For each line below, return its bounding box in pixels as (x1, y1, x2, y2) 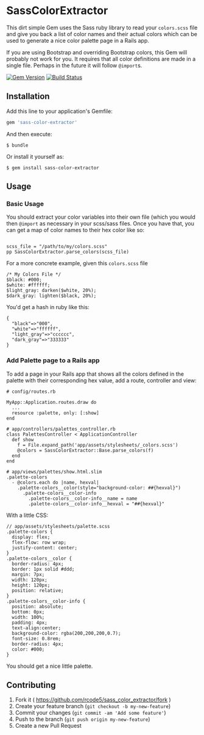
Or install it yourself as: (6, 153, 64, 160)
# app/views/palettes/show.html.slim (6, 469, 102, 475)
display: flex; (12, 534, 51, 540)
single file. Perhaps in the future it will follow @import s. (6, 62, 142, 69)
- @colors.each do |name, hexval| (12, 479, 99, 486)
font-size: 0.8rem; (12, 635, 62, 642)
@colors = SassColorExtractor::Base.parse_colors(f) (17, 447, 154, 453)
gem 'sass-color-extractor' (6, 119, 78, 125)
